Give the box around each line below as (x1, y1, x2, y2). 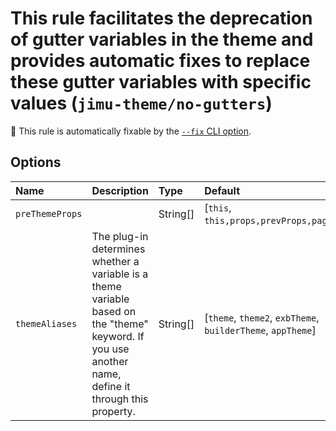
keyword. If (91, 329, 145, 343)
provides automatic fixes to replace (10, 50, 311, 72)
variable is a (91, 267, 149, 281)
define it (91, 379, 131, 393)
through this (91, 392, 149, 406)
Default (204, 183, 240, 197)
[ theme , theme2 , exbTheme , (204, 310, 320, 324)
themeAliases (15, 318, 78, 329)
